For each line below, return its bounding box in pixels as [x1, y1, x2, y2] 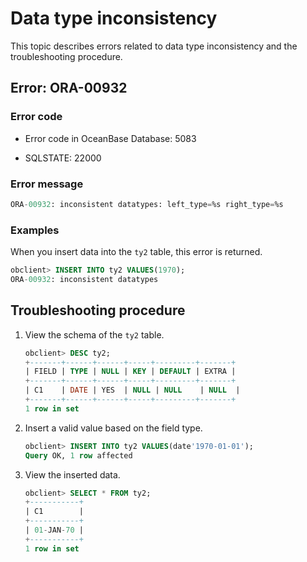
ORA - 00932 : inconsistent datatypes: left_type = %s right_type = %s [10, 199, 284, 209]
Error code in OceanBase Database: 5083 [24, 132, 197, 144]
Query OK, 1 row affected [24, 450, 133, 461]
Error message [10, 177, 84, 191]
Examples [10, 223, 60, 237]
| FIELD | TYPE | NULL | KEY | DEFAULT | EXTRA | [24, 367, 237, 377]
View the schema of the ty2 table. [24, 328, 165, 341]
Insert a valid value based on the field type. [24, 422, 203, 434]
